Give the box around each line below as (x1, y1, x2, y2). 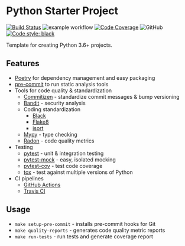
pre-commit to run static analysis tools (14, 80, 109, 88)
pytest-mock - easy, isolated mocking (23, 156, 116, 163)
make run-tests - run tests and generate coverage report (14, 232, 154, 240)
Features (6, 59, 40, 69)
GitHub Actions (23, 181, 61, 188)
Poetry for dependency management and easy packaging (14, 74, 155, 81)
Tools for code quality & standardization (14, 87, 112, 94)
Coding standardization (23, 105, 81, 113)
